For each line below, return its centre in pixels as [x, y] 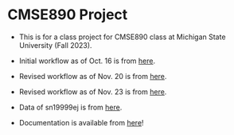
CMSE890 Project [68, 15]
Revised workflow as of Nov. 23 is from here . [93, 91]
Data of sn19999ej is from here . [70, 107]
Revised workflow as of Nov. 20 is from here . [93, 76]
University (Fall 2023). [55, 45]
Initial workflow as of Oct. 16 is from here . [87, 61]
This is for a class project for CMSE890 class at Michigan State [122, 37]
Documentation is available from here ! [81, 122]
